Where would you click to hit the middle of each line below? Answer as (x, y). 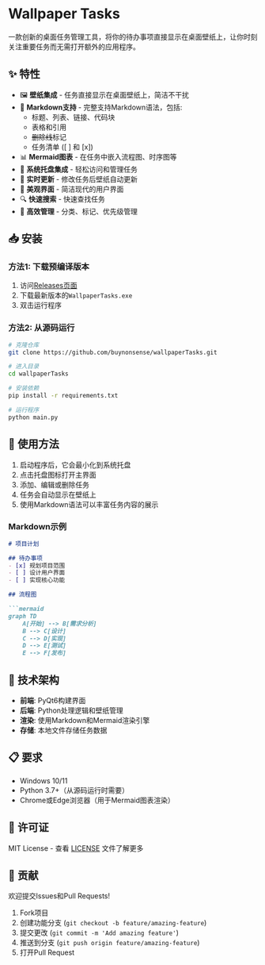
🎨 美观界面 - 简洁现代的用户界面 (72, 189)
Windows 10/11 (44, 780)
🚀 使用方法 (34, 444)
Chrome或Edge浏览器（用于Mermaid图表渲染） (97, 800)
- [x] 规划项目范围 (37, 565)
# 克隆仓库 (24, 345)
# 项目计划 (24, 544)
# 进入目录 (24, 367)
